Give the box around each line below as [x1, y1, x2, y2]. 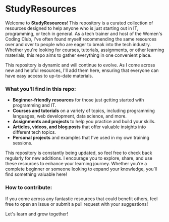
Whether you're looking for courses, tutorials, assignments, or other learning [5, 47, 164, 53]
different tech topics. [12, 129, 57, 135]
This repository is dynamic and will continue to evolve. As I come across [5, 62, 155, 68]
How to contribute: [5, 184, 52, 191]
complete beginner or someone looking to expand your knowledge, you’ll [5, 166, 157, 172]
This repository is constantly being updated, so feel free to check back [5, 150, 152, 156]
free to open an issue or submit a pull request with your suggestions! [5, 201, 148, 207]
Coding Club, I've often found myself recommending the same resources [5, 36, 157, 42]
